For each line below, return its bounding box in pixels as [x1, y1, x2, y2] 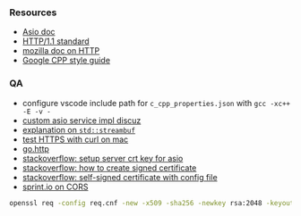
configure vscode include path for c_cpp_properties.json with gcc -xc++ [21, 97, 291, 108]
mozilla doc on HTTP [21, 46, 100, 56]
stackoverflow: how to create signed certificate [21, 162, 197, 173]
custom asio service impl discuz [21, 114, 142, 126]
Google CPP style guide [21, 55, 110, 66]
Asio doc [21, 27, 56, 37]
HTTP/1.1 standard [21, 36, 90, 46]
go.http [21, 143, 49, 154]
